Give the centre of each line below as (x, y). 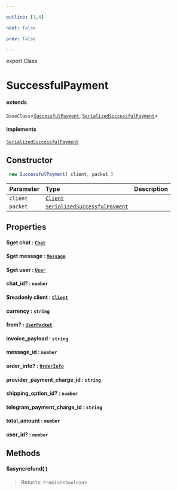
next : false (21, 28)
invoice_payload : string (37, 338)
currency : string (28, 311)
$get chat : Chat (26, 242)
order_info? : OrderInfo (35, 366)
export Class (22, 61)
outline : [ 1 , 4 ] (25, 17)
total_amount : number (33, 421)
